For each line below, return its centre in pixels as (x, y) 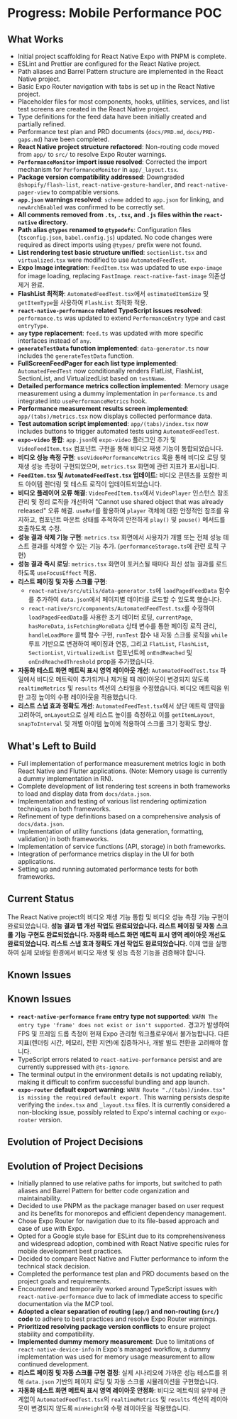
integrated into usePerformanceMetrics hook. (82, 401)
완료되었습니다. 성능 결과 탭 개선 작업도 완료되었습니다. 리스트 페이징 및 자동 (111, 926)
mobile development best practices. (70, 1251)
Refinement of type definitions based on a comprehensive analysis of (119, 816)
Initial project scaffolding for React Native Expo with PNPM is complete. (122, 56)
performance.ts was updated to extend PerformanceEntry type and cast (121, 318)
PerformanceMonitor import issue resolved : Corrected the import (112, 162)
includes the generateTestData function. (76, 356)
